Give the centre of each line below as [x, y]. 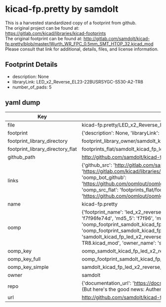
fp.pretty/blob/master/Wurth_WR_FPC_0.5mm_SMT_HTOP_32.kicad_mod [79, 44]
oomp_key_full [24, 259]
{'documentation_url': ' [108, 283]
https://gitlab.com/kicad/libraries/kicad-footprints [56, 33]
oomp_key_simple [28, 267]
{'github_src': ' [98, 165]
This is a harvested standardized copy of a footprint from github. [71, 23]
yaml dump [23, 103]
